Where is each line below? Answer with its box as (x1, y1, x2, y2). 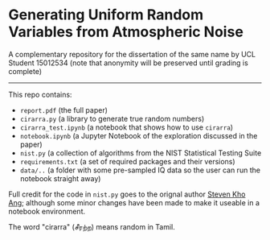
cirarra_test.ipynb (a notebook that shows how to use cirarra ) (19, 122, 234, 132)
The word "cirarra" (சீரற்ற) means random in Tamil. (8, 221, 175, 231)
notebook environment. (8, 206, 86, 216)
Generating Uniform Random (8, 6, 204, 24)
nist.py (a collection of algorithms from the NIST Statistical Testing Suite (19, 147, 262, 158)
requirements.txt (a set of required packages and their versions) (19, 156, 235, 166)
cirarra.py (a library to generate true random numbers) (19, 114, 205, 123)
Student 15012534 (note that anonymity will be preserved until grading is (8, 58, 249, 68)
